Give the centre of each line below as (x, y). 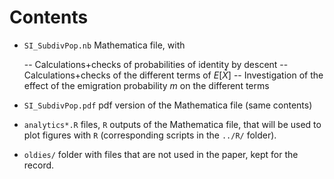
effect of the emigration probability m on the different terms (146, 85)
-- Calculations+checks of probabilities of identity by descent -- (156, 64)
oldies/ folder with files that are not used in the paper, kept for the (161, 154)
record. (39, 165)
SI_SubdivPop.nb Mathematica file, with (104, 45)
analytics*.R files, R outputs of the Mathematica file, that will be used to (172, 124)
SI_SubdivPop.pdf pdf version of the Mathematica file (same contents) (168, 105)
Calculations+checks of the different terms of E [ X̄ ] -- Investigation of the (173, 75)
